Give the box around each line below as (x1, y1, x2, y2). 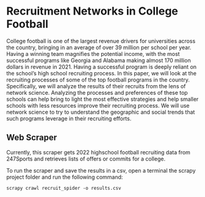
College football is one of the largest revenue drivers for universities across (6, 37, 196, 44)
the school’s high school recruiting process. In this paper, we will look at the (6, 69, 197, 77)
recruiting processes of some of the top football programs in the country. (6, 76, 190, 83)
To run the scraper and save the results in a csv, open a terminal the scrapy (6, 167, 196, 174)
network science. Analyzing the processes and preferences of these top (6, 89, 188, 96)
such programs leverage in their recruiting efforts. (6, 114, 132, 122)
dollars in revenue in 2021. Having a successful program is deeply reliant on (6, 63, 197, 71)
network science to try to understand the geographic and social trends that (6, 108, 195, 116)
